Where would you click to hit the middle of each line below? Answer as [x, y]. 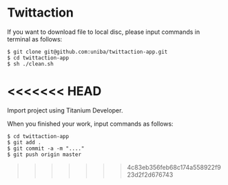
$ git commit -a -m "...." [46, 148]
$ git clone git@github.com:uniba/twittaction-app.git [87, 52]
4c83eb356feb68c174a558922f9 [174, 167]
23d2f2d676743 [150, 175]
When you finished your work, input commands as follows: [90, 124]
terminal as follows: [35, 39]
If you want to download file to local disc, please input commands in [104, 32]
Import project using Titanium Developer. [65, 110]
